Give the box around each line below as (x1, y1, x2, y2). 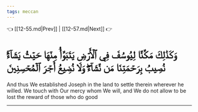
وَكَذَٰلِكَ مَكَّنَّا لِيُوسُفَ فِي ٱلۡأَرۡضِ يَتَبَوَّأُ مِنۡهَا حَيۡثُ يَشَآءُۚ (6, 48, 177, 61)
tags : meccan (6, 8, 39, 15)
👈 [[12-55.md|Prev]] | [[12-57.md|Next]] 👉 (6, 25, 113, 32)
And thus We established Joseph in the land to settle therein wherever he (6, 81, 184, 88)
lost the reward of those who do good (6, 93, 98, 100)
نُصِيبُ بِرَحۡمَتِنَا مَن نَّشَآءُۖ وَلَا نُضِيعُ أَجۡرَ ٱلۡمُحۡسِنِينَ (6, 61, 166, 74)
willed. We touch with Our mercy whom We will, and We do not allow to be (6, 87, 187, 94)
